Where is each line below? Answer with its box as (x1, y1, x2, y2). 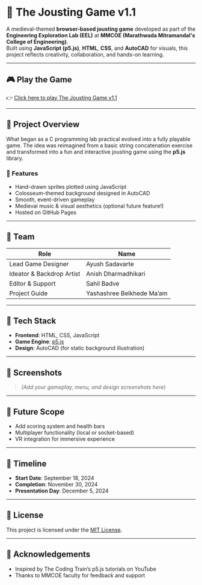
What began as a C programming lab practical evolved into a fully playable (6, 135, 191, 142)
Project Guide (9, 289, 48, 297)
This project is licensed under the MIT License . (6, 526, 123, 533)
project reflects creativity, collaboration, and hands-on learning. (6, 51, 164, 58)
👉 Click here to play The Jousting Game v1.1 (6, 94, 117, 101)
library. (6, 155, 24, 162)
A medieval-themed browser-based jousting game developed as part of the (6, 25, 196, 32)
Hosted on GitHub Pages (14, 209, 77, 216)
